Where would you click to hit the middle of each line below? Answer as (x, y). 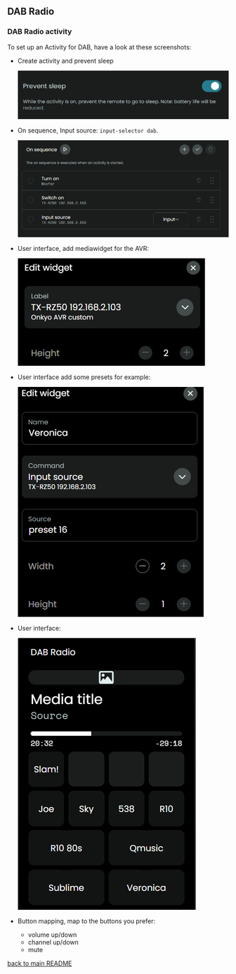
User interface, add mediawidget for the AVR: (83, 249)
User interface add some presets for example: (84, 377)
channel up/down (53, 942)
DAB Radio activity (40, 32)
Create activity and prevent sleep (65, 61)
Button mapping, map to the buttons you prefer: (86, 921)
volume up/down (52, 935)
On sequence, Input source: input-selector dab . (88, 130)
